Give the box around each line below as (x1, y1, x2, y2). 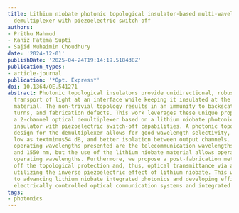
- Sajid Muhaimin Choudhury (7, 43, 91, 50)
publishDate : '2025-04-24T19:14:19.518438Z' (7, 57, 142, 64)
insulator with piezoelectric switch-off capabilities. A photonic (14, 122, 218, 130)
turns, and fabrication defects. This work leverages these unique (14, 109, 218, 116)
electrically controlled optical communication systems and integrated (14, 182, 231, 189)
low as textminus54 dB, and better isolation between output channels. (14, 136, 231, 143)
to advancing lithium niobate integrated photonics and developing (14, 175, 218, 182)
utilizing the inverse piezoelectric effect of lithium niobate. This (14, 168, 228, 176)
